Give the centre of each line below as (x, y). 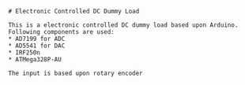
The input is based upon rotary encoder (76, 73)
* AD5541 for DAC (37, 46)
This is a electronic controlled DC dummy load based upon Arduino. (123, 25)
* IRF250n (24, 53)
